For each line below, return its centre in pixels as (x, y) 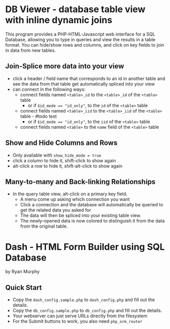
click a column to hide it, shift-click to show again (64, 160)
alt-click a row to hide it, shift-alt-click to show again (67, 166)
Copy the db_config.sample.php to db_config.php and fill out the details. (87, 311)
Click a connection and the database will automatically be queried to (92, 205)
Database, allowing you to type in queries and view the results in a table (80, 40)
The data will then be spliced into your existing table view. (80, 215)
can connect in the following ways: (49, 89)
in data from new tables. (30, 50)
